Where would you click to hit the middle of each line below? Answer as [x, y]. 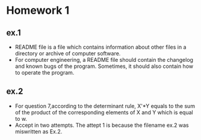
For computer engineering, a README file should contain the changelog [104, 60]
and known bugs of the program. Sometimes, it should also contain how [104, 66]
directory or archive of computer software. [68, 53]
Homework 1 [38, 11]
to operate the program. [45, 72]
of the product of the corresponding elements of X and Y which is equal [104, 112]
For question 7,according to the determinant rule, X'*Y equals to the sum [105, 106]
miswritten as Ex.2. [39, 131]
